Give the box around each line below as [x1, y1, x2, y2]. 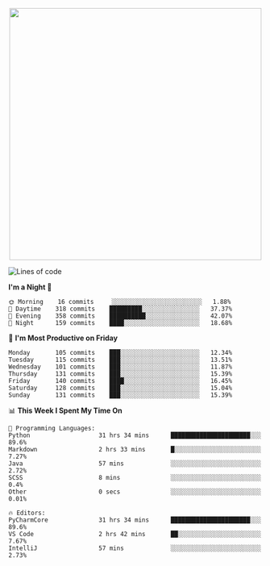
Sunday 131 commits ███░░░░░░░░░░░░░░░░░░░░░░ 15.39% [8, 391, 232, 399]
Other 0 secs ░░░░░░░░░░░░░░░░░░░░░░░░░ [8, 488, 262, 496]
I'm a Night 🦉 [8, 282, 52, 292]
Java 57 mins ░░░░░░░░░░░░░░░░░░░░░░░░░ [8, 460, 262, 468]
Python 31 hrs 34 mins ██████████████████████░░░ [8, 431, 262, 439]
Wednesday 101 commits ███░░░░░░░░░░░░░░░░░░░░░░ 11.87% [8, 363, 232, 371]
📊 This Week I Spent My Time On [8, 406, 123, 415]
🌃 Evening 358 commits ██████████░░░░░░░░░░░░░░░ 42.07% [8, 312, 232, 320]
